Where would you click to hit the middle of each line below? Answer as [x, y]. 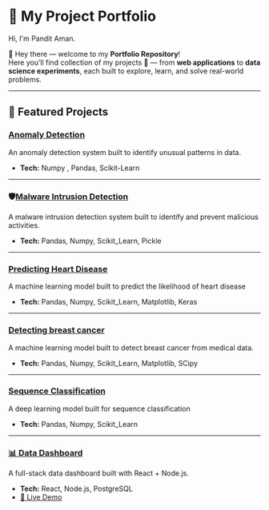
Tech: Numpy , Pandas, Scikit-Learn [80, 168]
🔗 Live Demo [41, 497]
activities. [24, 225]
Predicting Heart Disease [58, 269]
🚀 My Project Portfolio [82, 16]
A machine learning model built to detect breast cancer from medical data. [131, 348]
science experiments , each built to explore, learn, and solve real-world [126, 70]
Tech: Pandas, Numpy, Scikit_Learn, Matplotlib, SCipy [109, 363]
